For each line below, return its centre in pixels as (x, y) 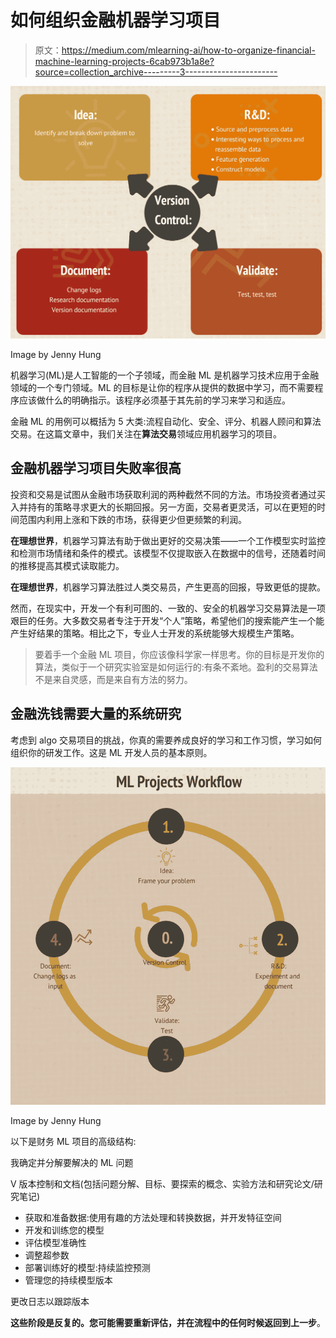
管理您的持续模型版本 (68, 1280)
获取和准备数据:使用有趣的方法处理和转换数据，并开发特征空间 (153, 1218)
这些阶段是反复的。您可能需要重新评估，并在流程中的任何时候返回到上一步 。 (168, 1323)
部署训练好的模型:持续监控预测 (87, 1268)
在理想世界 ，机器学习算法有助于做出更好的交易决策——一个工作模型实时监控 (168, 540)
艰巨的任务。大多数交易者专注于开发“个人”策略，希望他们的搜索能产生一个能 (167, 620)
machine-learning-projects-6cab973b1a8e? (124, 61)
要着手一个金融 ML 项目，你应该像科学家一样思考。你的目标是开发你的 (179, 654)
